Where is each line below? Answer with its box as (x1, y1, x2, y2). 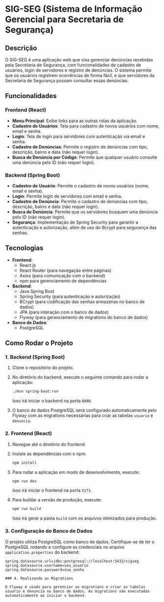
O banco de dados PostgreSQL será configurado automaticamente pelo (12, 407, 157, 413)
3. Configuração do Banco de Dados (5, 527, 93, 534)
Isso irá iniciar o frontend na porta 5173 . (12, 487, 92, 494)
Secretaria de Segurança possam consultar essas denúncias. (5, 78, 129, 83)
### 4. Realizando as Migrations (5, 576, 73, 581)
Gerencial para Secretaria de (5, 14, 124, 25)
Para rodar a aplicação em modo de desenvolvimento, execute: (12, 469, 140, 475)
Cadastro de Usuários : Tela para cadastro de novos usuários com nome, (12, 123, 160, 129)
